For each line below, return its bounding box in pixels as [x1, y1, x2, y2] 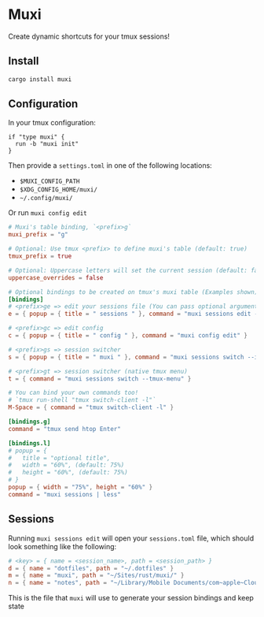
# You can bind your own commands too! [8, 388, 139, 397]
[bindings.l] [8, 439, 51, 447]
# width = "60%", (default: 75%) [8, 461, 125, 470]
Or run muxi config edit [8, 208, 88, 217]
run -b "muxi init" [15, 140, 79, 148]
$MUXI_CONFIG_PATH [19, 177, 80, 186]
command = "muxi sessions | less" [8, 490, 122, 498]
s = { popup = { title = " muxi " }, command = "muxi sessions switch [8, 353, 244, 361]
